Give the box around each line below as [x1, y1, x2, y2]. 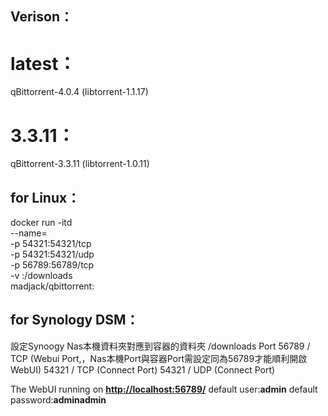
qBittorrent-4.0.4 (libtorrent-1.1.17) [10, 86, 149, 98]
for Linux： [10, 189, 81, 206]
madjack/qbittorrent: [10, 280, 95, 292]
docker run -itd [10, 217, 73, 229]
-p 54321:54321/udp [10, 248, 95, 261]
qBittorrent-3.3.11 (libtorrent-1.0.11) [10, 158, 150, 170]
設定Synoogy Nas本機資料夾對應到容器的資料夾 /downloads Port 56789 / [10, 340, 311, 352]
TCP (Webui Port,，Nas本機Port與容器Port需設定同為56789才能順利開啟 [10, 352, 308, 364]
